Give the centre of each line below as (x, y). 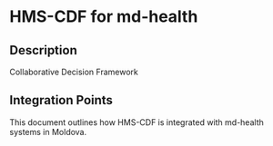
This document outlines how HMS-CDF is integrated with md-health (136, 122)
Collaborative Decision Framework (74, 72)
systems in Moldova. (48, 131)
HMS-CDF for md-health (104, 17)
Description (43, 50)
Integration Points (61, 100)
